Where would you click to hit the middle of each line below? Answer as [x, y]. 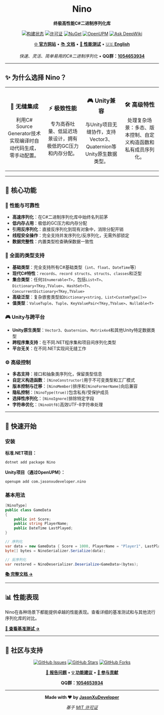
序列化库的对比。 [22, 618]
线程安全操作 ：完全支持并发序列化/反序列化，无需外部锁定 [71, 235]
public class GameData [28, 510]
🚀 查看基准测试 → [22, 629]
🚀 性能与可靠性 [22, 205]
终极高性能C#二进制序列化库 [82, 23]
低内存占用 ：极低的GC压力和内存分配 [50, 223]
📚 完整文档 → [19, 574]
